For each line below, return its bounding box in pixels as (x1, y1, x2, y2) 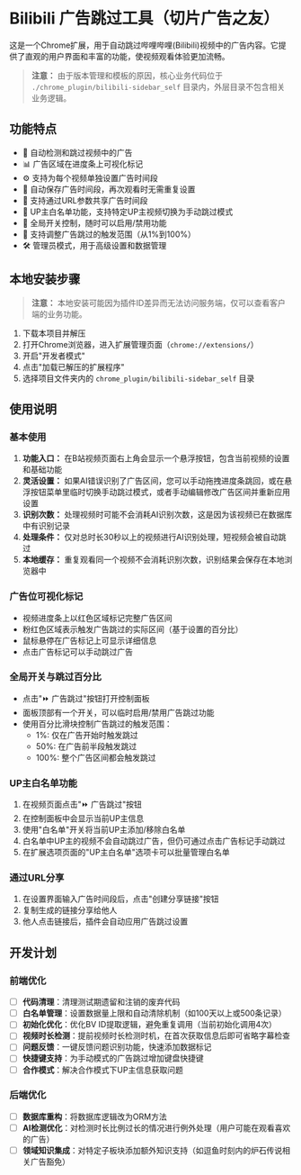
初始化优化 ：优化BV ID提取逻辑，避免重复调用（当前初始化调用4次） (22, 1019, 277, 1030)
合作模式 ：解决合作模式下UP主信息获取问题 (22, 1064, 184, 1075)
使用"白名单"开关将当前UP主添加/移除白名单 (22, 825, 186, 836)
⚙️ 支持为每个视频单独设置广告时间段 (22, 172, 159, 183)
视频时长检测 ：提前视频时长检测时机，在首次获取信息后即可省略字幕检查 (22, 1030, 290, 1041)
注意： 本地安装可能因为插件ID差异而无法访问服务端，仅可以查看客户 (31, 297, 286, 308)
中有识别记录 (22, 520, 70, 531)
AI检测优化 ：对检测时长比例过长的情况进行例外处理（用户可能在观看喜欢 (22, 1122, 291, 1133)
